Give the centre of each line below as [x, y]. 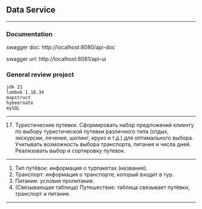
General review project [40, 75]
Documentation [29, 34]
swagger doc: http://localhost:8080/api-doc [61, 47]
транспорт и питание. [43, 194]
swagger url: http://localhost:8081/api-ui [56, 59]
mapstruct [19, 98]
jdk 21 [14, 87]
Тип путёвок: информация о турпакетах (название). [81, 168]
